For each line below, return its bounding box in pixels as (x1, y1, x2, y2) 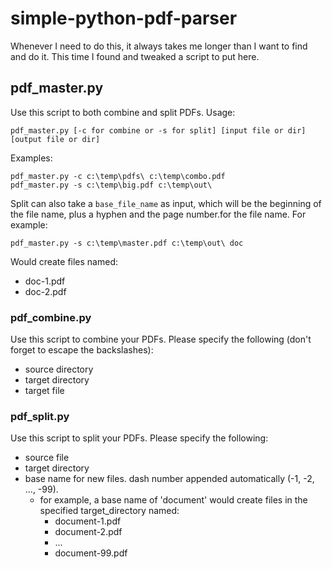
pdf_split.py (10, 409, 70, 423)
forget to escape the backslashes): (10, 344, 154, 356)
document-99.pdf (54, 547, 128, 559)
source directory (24, 363, 94, 376)
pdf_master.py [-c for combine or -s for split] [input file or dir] (10, 125, 307, 136)
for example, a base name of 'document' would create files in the (39, 494, 308, 506)
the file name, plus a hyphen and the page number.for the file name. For (10, 208, 307, 220)
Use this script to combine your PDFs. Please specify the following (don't (10, 333, 312, 346)
